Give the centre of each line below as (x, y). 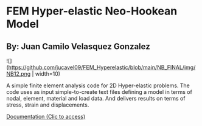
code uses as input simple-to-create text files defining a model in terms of (99, 92)
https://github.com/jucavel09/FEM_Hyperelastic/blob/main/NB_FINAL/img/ (102, 67)
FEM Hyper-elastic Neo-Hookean (92, 11)
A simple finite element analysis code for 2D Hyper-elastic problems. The (98, 85)
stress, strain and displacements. (48, 105)
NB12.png (19, 74)
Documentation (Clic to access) (46, 117)
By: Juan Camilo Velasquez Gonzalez (78, 46)
